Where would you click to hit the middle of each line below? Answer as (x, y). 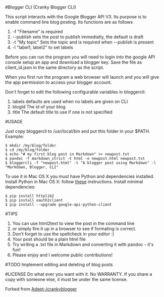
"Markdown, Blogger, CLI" (32, 167)
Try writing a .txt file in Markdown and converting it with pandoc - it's (83, 244)
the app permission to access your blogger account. (58, 82)
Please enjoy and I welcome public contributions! (62, 255)
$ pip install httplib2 (30, 196)
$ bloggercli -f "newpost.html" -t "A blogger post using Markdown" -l (81, 163)
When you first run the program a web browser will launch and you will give (82, 77)
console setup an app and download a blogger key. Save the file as (74, 62)
